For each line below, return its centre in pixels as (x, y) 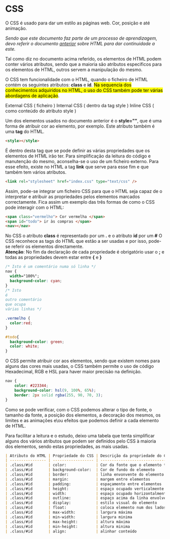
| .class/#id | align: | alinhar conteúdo (71, 531)
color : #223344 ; (32, 386)
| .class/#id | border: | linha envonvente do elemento (85, 475)
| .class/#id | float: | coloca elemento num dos (79, 508)
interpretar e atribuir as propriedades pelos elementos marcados (73, 197)
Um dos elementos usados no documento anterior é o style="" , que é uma (83, 120)
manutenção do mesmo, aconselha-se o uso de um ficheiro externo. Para (82, 161)
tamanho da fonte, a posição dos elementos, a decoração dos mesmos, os (83, 415)
